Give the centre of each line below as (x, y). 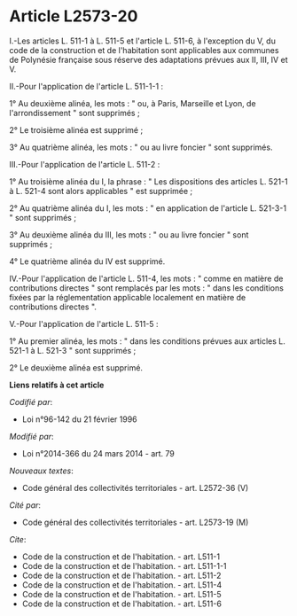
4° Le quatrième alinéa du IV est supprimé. (87, 261)
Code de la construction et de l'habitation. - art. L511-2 (121, 575)
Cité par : (25, 505)
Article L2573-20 (74, 16)
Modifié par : (32, 436)
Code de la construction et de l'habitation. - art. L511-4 (122, 585)
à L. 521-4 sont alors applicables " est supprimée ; (101, 191)
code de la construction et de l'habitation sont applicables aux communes (144, 50)
